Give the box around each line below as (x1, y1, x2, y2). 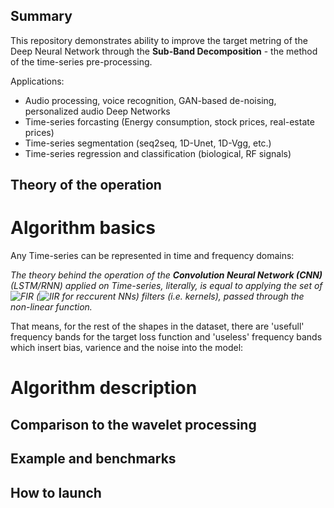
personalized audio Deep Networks (24, 105, 171, 117)
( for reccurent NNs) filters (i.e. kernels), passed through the (35, 290, 305, 303)
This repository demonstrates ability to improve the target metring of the (10, 34, 308, 46)
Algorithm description (10, 377, 198, 399)
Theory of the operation (10, 177, 162, 194)
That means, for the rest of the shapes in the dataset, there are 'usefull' (10, 320, 305, 333)
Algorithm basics (10, 217, 157, 239)
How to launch (10, 484, 102, 501)
